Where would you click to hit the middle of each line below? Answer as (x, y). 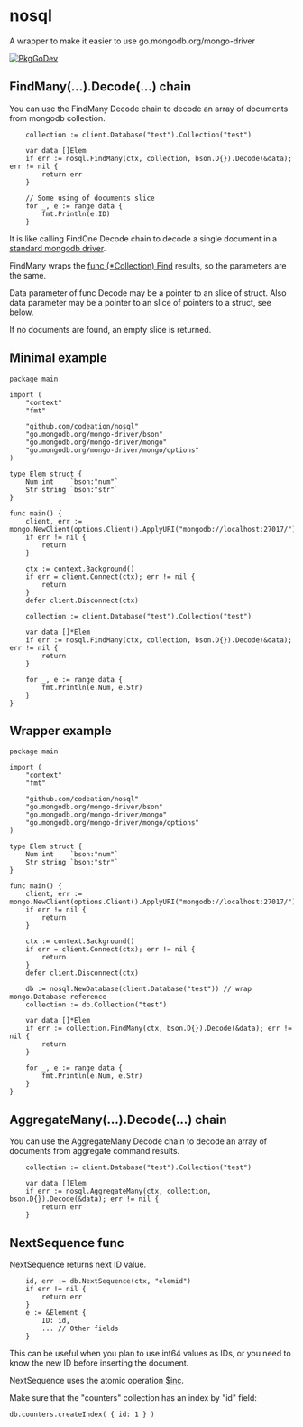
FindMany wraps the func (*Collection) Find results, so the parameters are (148, 265)
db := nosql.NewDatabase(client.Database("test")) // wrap (139, 989)
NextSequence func (67, 1243)
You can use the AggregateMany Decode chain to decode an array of (138, 1141)
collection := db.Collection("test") (96, 1005)
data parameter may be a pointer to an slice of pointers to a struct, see (141, 302)
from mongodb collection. (57, 118)
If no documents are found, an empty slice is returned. (110, 329)
